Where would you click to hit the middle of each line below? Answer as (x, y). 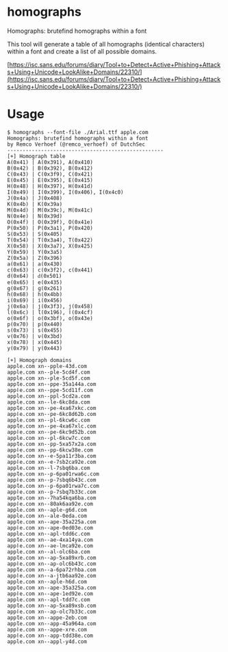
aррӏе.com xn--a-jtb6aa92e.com (52, 575)
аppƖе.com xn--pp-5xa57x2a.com (52, 444)
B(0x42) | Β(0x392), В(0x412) (50, 168)
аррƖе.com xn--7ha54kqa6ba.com (52, 498)
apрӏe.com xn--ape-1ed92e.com (50, 594)
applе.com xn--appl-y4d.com (47, 641)
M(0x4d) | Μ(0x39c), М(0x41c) (50, 210)
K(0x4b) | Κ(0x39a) (35, 204)
